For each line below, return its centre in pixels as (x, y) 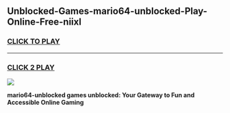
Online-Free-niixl (44, 22)
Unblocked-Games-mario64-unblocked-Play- (107, 11)
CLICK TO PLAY (34, 42)
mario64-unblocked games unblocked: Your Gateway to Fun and (101, 95)
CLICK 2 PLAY (31, 67)
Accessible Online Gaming (46, 102)
